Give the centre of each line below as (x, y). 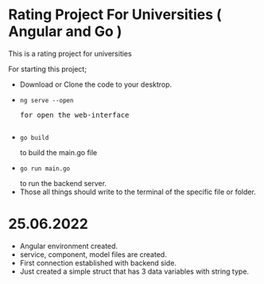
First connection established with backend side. (98, 263)
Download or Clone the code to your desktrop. (96, 84)
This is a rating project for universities (70, 53)
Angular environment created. (68, 246)
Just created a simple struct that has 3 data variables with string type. (134, 271)
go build (34, 138)
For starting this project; (48, 68)
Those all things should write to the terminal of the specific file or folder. (138, 192)
